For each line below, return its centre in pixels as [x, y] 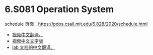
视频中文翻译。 [27, 34]
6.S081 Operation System [59, 9]
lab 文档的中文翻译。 [33, 47]
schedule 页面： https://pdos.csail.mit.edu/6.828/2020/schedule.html [76, 24]
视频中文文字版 [27, 41]
